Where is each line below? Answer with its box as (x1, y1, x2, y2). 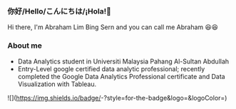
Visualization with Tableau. (17, 80, 97, 88)
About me (7, 41, 43, 51)
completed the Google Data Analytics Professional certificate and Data (17, 72, 226, 81)
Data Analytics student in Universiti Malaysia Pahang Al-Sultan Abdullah (17, 57, 230, 66)
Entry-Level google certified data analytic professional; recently (17, 64, 205, 73)
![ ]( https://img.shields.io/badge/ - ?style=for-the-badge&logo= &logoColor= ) (7, 93, 227, 102)
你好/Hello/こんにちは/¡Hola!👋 (7, 6, 112, 16)
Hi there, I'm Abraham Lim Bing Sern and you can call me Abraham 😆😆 (7, 23, 219, 31)
